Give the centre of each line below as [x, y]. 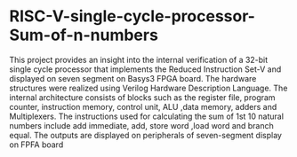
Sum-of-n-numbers [84, 35]
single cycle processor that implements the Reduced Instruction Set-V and [145, 69]
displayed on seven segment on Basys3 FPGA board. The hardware [133, 78]
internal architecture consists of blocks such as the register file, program [142, 97]
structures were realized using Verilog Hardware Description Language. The [148, 88]
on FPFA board [36, 145]
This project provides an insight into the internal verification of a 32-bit [139, 59]
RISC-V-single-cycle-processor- [132, 16]
